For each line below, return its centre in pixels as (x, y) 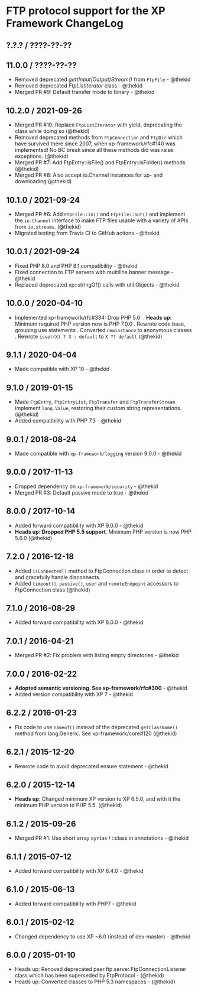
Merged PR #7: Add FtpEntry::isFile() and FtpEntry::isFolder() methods (100, 163)
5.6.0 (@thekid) (33, 538)
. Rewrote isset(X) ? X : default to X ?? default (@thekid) (88, 336)
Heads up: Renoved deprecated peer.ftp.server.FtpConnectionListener (100, 969)
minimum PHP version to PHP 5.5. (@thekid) (68, 805)
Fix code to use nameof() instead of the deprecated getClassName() (96, 727)
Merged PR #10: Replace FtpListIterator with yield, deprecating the (98, 125)
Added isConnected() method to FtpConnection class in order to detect (101, 571)
